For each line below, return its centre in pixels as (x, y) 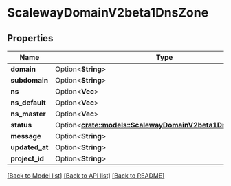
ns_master (28, 114)
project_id (27, 158)
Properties (30, 38)
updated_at (30, 147)
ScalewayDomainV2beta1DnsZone (108, 13)
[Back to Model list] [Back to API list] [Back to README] (86, 176)
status (21, 125)
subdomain (30, 80)
